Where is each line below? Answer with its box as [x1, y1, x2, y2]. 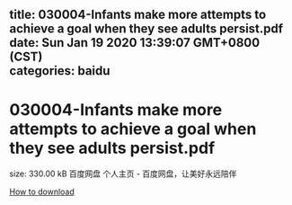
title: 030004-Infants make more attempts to [9, 7, 267, 22]
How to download [9, 186, 75, 197]
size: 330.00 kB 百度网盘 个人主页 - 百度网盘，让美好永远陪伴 [9, 168, 237, 179]
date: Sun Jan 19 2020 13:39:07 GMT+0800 [9, 35, 261, 50]
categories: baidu [9, 63, 111, 79]
